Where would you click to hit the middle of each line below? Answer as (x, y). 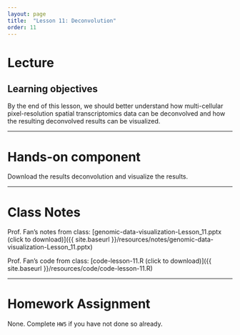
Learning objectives (53, 89)
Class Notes (44, 212)
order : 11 (22, 27)
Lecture (31, 62)
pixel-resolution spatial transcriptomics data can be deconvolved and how (116, 114)
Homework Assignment (79, 304)
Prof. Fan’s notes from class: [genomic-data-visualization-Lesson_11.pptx (115, 232)
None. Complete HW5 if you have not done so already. (85, 324)
